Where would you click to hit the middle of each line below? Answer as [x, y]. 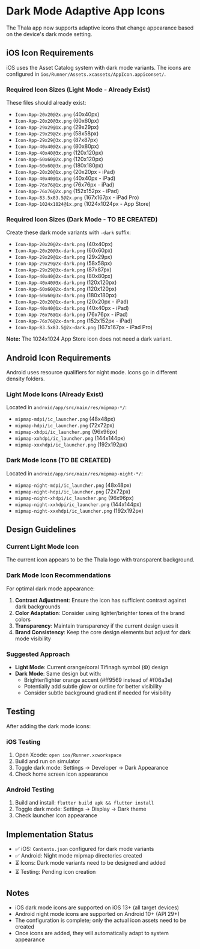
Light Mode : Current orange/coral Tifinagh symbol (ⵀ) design [92, 667]
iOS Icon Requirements [50, 53]
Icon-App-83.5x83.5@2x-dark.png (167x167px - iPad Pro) [84, 327]
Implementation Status [50, 834]
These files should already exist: [46, 103]
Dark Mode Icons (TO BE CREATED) [59, 460]
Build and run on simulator [47, 761]
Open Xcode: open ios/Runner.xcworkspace [68, 755]
